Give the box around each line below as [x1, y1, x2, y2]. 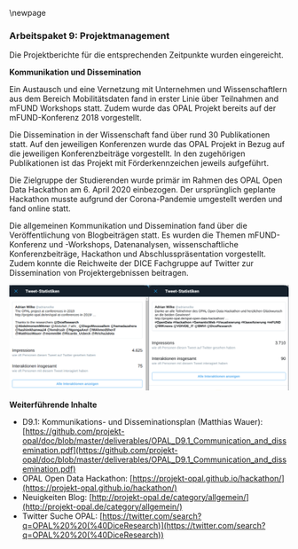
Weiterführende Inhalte [9, 399, 98, 410]
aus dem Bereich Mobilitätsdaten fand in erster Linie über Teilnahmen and [9, 93, 279, 105]
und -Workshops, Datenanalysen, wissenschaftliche [48, 239, 239, 250]
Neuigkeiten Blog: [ [21, 491, 93, 502]
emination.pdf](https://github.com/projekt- [21, 444, 178, 455]
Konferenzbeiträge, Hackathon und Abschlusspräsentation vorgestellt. [9, 248, 266, 260]
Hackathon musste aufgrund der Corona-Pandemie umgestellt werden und [9, 194, 283, 205]
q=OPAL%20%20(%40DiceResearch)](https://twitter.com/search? [21, 520, 266, 530]
